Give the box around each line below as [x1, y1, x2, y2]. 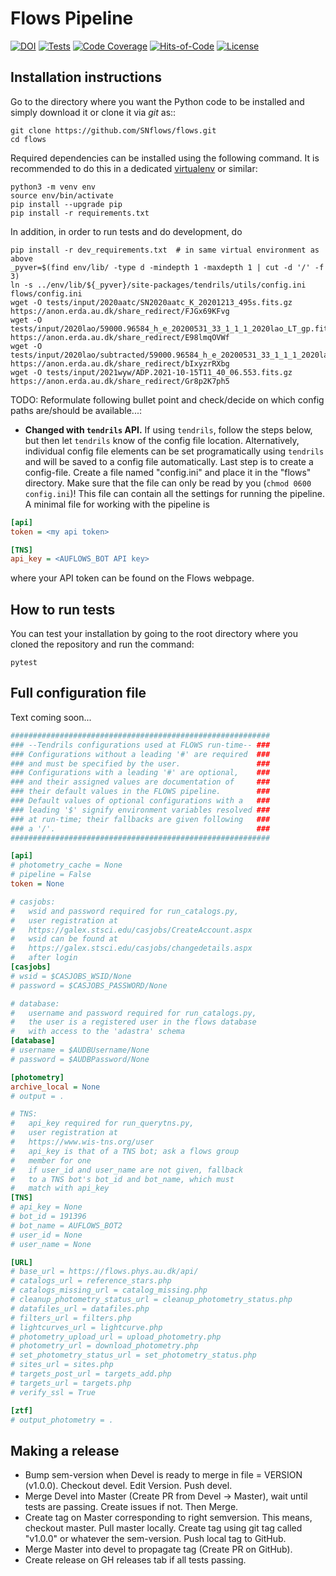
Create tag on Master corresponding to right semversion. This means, [24, 1512, 313, 1524]
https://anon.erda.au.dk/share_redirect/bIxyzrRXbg [10, 358, 230, 369]
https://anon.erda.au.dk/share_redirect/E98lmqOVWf [10, 332, 230, 342]
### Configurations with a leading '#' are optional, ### [10, 768, 271, 778]
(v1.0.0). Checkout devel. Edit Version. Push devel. [24, 1480, 233, 1492]
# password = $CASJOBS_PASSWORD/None [10, 980, 168, 991]
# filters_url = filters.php [10, 1313, 132, 1323]
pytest [10, 658, 38, 668]
